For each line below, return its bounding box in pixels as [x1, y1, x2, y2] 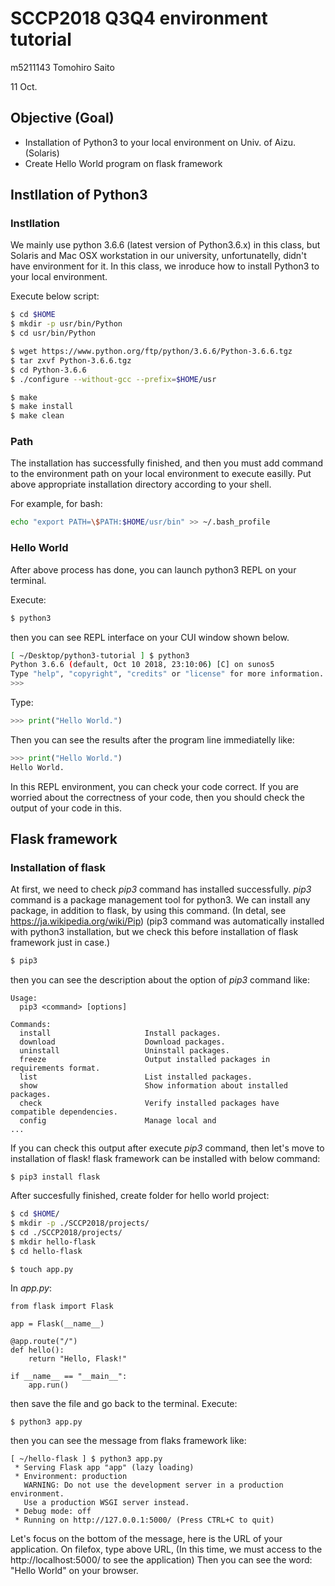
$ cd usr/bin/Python [10, 328, 97, 339]
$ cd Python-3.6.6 [10, 365, 87, 375]
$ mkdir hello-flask [10, 1237, 97, 1247]
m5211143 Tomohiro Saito [10, 61, 115, 73]
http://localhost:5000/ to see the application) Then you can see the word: [10, 1554, 313, 1566]
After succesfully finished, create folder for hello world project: [10, 1190, 270, 1202]
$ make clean [10, 411, 65, 421]
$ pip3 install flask [10, 1172, 101, 1182]
